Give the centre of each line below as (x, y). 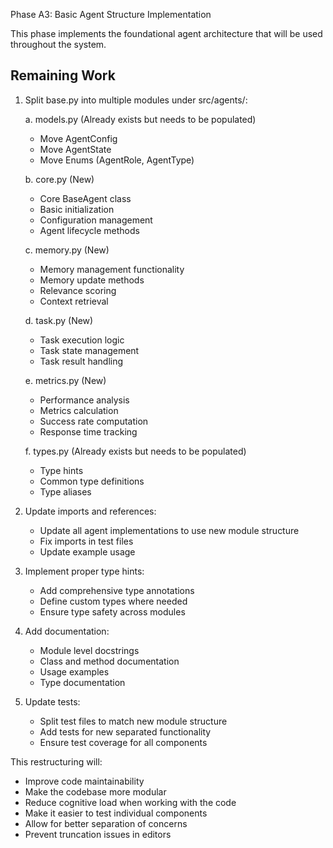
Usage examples (74, 671)
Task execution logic (82, 340)
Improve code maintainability (84, 781)
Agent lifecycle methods (89, 230)
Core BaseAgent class (85, 198)
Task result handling (81, 361)
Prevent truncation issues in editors (98, 834)
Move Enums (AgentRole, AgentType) (117, 160)
